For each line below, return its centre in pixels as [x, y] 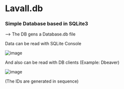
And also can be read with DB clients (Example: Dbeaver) [62, 62]
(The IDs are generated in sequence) [42, 81]
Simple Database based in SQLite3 [47, 24]
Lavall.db [24, 9]
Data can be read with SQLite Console [43, 44]
